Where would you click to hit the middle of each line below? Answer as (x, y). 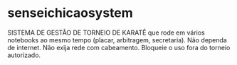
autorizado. (24, 55)
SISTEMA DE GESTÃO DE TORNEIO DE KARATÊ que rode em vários (106, 32)
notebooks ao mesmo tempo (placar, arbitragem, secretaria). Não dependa (117, 40)
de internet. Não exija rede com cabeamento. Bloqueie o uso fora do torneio (119, 47)
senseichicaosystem (70, 13)
